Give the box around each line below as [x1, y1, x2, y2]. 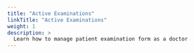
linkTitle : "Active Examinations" [7, 17, 108, 23]
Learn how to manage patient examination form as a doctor [13, 36, 188, 43]
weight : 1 [7, 23, 36, 30]
